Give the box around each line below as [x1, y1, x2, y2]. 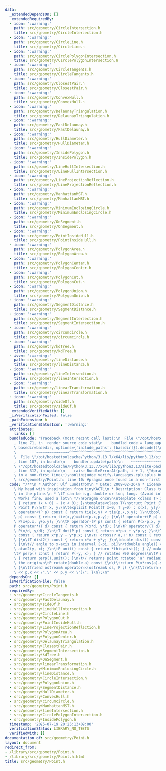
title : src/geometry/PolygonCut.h [14, 279, 85, 284]
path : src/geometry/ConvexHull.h [14, 95, 83, 100]
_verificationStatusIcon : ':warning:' [9, 422, 90, 427]
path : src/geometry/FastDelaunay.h [14, 122, 87, 127]
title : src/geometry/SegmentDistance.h [14, 307, 96, 312]
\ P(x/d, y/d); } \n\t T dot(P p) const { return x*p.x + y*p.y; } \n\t [14, 528, 161, 533]
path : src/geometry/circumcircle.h [14, 330, 87, 335]
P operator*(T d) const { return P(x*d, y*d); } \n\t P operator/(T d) [14, 524, 161, 529]
